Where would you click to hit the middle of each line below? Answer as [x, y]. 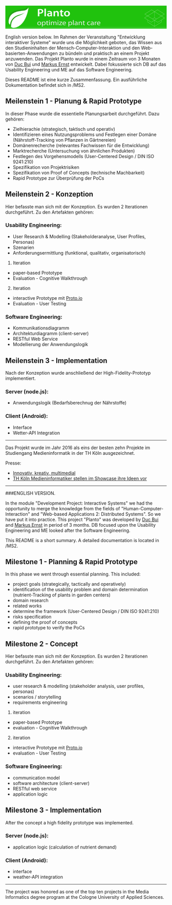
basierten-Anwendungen [31, 53]
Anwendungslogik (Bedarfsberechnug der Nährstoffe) [70, 403]
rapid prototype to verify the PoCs [49, 628]
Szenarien [23, 247]
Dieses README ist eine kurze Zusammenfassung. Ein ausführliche [76, 80]
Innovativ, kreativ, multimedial [44, 473]
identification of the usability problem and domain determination [80, 590]
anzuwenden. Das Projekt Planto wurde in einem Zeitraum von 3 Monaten [83, 59]
